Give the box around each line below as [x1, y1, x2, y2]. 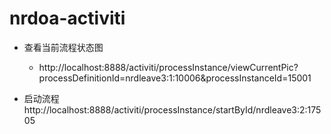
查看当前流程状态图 [23, 41, 104, 53]
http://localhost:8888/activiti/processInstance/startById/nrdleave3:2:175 [23, 103, 322, 116]
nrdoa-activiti [9, 7, 126, 30]
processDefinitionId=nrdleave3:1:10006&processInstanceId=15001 [38, 72, 312, 84]
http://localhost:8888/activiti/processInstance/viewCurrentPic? [38, 61, 299, 73]
